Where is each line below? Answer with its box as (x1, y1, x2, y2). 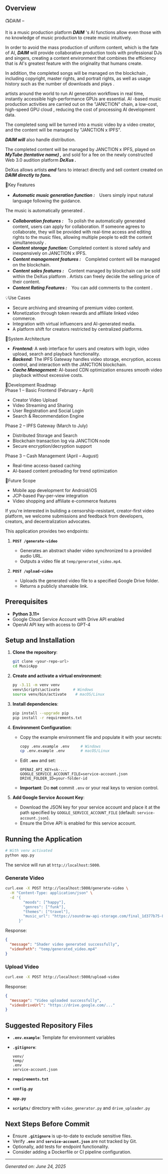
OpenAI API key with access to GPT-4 (12, 621, 91, 627)
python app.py (5, 853, 35, 858)
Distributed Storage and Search (12, 432, 77, 438)
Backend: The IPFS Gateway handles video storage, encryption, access (12, 356, 161, 362)
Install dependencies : (12, 701, 58, 707)
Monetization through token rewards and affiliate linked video (12, 310, 139, 316)
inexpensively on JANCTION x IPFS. (12, 250, 87, 256)
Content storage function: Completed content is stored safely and (12, 244, 150, 250)
